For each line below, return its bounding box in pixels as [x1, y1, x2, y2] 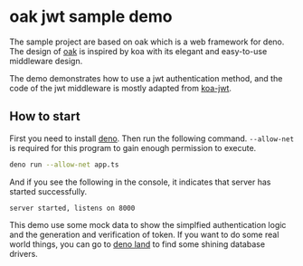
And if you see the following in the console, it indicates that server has [9, 176, 271, 187]
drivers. [9, 248, 38, 259]
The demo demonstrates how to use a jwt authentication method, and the [9, 72, 283, 83]
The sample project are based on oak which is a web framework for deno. [9, 36, 285, 47]
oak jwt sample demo [9, 6, 173, 27]
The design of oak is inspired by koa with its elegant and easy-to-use [9, 45, 268, 56]
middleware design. [9, 55, 83, 66]
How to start [9, 109, 80, 124]
